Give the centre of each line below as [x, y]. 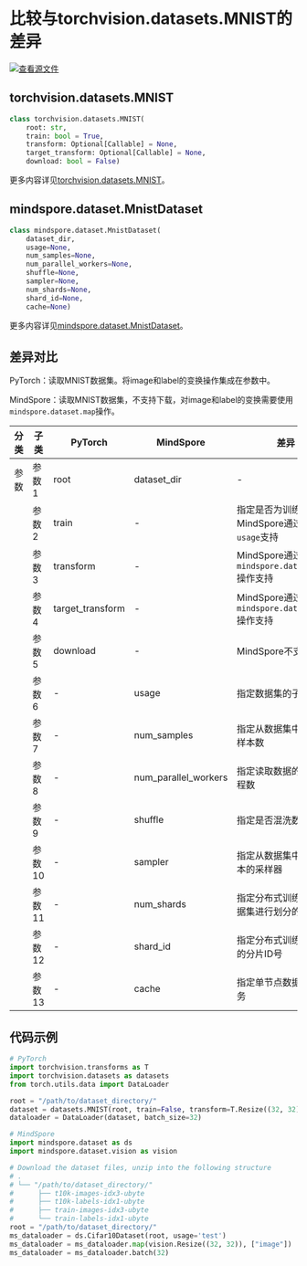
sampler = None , [53, 281]
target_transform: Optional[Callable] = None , [116, 153]
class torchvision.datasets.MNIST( [77, 119]
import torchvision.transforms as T [79, 1068]
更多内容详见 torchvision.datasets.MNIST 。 [90, 180]
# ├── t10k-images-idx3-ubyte [77, 1193]
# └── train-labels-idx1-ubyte [79, 1219]
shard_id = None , [55, 298]
